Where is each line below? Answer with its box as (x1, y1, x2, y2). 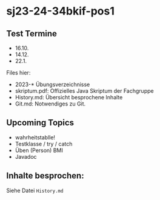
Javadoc (15, 153, 38, 160)
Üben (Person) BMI (15, 147, 64, 154)
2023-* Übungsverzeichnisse (15, 81, 90, 88)
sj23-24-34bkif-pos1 (6, 4, 115, 18)
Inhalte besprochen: (6, 171, 84, 181)
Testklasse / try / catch (15, 140, 73, 147)
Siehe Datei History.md (6, 187, 64, 194)
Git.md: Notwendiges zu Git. (15, 100, 86, 107)
